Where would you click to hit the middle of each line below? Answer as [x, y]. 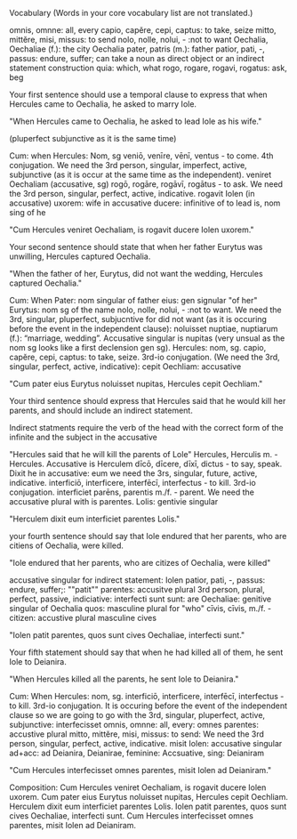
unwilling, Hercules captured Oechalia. [80, 256]
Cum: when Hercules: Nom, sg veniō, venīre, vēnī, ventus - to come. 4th [141, 156]
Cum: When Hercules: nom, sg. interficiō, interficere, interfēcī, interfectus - [147, 696]
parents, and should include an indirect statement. [101, 410]
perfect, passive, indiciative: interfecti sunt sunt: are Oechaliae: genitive [140, 599]
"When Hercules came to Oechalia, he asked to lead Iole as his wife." [136, 121]
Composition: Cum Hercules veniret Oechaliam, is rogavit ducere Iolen [138, 787]
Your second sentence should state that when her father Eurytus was [136, 247]
